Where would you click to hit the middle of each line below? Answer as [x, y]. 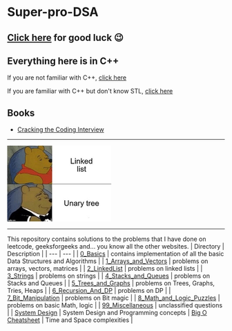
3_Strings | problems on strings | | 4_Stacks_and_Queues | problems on [109, 276]
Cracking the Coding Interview [61, 129]
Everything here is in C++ [63, 61]
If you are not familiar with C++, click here [67, 78]
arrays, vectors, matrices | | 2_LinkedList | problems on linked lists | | [105, 269]
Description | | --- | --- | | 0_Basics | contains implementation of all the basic [116, 254]
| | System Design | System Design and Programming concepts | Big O [107, 313]
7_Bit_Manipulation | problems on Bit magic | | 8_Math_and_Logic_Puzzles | [114, 298]
